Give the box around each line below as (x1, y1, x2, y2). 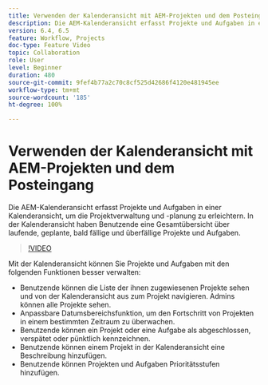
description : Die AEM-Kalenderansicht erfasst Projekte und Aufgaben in (8, 19, 255, 27)
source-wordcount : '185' (8, 93, 91, 101)
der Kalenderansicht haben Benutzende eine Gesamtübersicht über (8, 220, 230, 229)
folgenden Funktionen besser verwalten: (8, 268, 141, 277)
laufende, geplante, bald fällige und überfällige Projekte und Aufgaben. (8, 228, 241, 238)
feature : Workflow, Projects (8, 34, 105, 42)
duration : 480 (8, 71, 56, 79)
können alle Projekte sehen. (19, 300, 112, 310)
